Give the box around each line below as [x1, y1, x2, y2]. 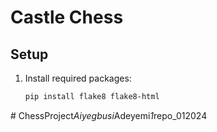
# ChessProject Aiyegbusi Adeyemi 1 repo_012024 [10, 109, 208, 121]
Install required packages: [24, 72, 132, 84]
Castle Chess [10, 6, 124, 29]
